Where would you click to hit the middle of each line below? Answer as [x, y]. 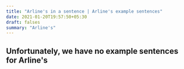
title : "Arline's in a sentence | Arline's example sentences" [84, 11]
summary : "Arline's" [31, 28]
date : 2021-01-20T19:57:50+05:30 [47, 17]
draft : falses [23, 22]
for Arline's [27, 60]
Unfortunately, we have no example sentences [92, 51]
